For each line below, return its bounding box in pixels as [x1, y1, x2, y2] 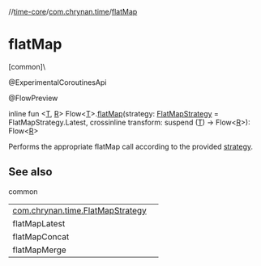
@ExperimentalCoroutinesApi [8, 77, 107, 87]
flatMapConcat [12, 230, 70, 242]
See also [8, 165, 53, 179]
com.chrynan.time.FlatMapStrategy [12, 205, 148, 216]
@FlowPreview [8, 93, 58, 103]
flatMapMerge [12, 244, 66, 255]
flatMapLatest [12, 217, 66, 229]
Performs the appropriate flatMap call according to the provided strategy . [8, 141, 254, 151]
